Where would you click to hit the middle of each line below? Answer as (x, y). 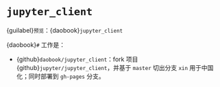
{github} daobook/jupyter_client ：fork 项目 (77, 59)
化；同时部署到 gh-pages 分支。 (60, 76)
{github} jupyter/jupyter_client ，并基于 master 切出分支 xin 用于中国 (115, 67)
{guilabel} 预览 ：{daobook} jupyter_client (65, 30)
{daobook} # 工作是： (36, 45)
